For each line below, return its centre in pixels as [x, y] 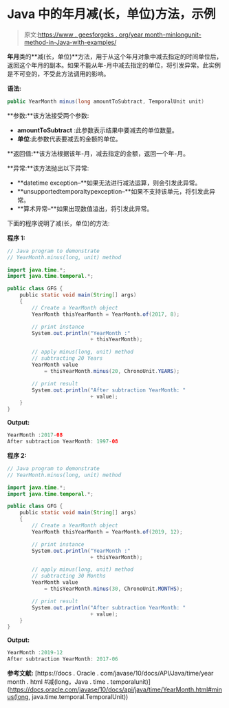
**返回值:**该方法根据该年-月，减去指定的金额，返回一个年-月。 [98, 153]
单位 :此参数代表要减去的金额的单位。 [69, 139]
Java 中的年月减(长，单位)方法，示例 [111, 14]
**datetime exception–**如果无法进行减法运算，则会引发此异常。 [109, 183]
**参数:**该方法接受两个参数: [48, 115]
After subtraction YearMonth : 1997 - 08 [63, 442]
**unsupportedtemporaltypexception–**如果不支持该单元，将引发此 [113, 191]
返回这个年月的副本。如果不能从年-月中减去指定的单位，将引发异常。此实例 [114, 65]
